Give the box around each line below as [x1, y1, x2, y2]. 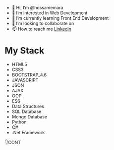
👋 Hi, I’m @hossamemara [11, 5, 63, 10]
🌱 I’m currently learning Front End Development [11, 15, 109, 21]
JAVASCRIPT [11, 77, 39, 83]
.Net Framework [11, 129, 45, 135]
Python [11, 119, 27, 125]
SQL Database [11, 109, 42, 114]
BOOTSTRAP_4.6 [11, 72, 47, 77]
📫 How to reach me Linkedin [11, 26, 71, 32]
